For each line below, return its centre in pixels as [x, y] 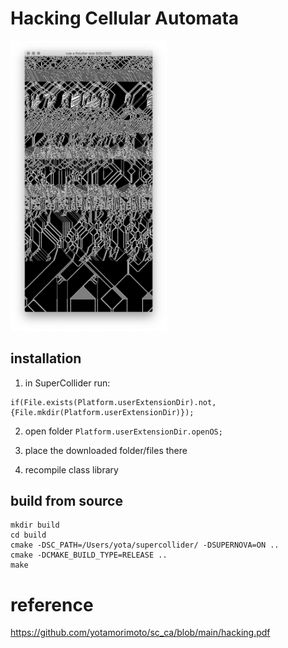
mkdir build [35, 525]
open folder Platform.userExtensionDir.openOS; [123, 431]
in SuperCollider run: [67, 383]
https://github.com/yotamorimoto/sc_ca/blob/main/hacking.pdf [140, 633]
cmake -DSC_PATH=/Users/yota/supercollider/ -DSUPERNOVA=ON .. [145, 545]
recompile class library [71, 469]
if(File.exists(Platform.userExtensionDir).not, [113, 402]
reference [52, 604]
